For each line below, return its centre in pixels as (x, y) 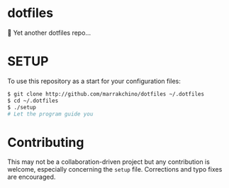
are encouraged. (32, 177)
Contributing (46, 142)
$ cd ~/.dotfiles (33, 101)
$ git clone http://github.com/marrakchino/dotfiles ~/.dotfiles (106, 94)
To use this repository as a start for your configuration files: (94, 81)
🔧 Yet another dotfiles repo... (49, 33)
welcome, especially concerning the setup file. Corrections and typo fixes (115, 170)
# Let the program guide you (50, 114)
